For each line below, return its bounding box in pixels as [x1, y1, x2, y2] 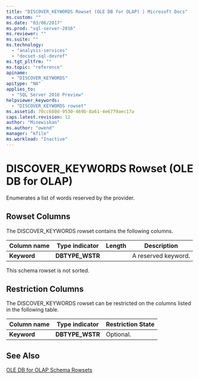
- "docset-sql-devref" [11, 53, 68, 59]
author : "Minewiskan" [6, 120, 60, 126]
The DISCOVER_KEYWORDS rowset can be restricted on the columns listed [6, 300, 192, 307]
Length [105, 241, 127, 250]
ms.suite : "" [6, 36, 39, 42]
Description [144, 241, 179, 250]
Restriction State [105, 320, 155, 328]
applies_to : [6, 86, 36, 92]
